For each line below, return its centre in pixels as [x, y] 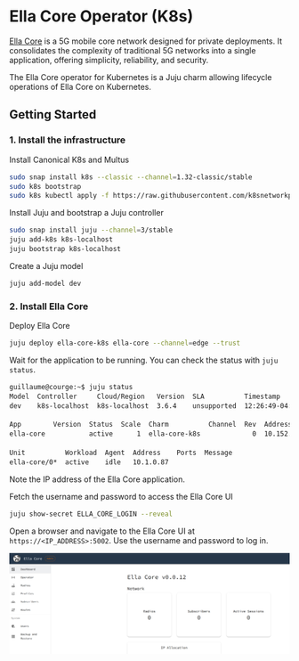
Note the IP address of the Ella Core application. [97, 479]
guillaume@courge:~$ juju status [71, 387]
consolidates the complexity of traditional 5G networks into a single [133, 50]
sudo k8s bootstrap [45, 186]
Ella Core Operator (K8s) [101, 16]
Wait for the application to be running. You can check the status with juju [144, 360]
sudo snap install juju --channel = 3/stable [91, 230]
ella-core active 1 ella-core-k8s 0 [133, 434]
